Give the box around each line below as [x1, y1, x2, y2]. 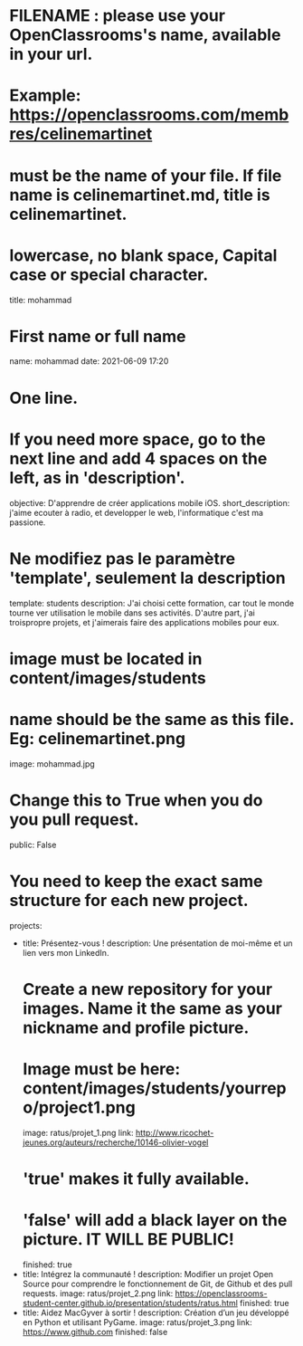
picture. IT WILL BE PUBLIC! [22, 1229, 235, 1249]
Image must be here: [22, 1058, 181, 1079]
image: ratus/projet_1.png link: [22, 1127, 134, 1138]
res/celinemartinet [9, 124, 153, 145]
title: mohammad [9, 294, 72, 305]
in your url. [9, 44, 93, 64]
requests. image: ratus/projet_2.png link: [22, 1287, 174, 1299]
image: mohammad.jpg [9, 758, 95, 769]
